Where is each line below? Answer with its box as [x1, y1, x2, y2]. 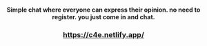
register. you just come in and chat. [52, 12, 155, 21]
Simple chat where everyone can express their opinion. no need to [6, 5, 201, 14]
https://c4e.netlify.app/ [62, 30, 145, 39]
